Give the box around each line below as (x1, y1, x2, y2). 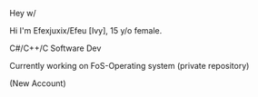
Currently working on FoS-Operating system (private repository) (9, 61, 250, 71)
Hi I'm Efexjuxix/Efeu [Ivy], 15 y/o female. (9, 25, 163, 35)
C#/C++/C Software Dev (9, 43, 102, 53)
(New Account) (9, 78, 66, 89)
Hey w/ (9, 8, 36, 18)
